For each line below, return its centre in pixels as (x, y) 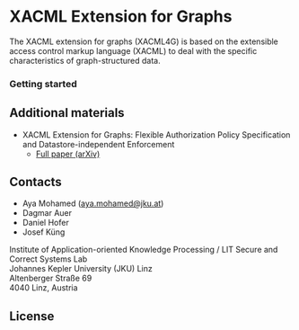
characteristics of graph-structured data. (85, 60)
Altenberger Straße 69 (51, 278)
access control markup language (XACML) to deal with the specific (133, 50)
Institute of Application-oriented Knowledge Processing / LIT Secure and (144, 250)
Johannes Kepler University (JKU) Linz (81, 269)
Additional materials (67, 113)
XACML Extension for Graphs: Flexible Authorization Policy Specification (156, 134)
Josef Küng (44, 232)
